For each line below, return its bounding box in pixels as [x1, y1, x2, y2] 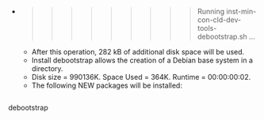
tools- [197, 24, 217, 32]
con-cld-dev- [197, 15, 242, 24]
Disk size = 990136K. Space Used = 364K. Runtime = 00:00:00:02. [31, 73, 251, 81]
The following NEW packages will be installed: [31, 81, 182, 90]
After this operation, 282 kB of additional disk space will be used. [31, 47, 245, 56]
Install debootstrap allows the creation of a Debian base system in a [31, 55, 254, 65]
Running [197, 7, 225, 16]
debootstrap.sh [197, 32, 247, 41]
